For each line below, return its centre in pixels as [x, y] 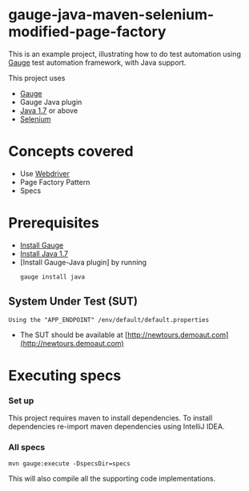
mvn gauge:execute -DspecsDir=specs [69, 464]
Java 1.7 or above [49, 111]
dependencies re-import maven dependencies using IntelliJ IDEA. [116, 427]
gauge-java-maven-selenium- [111, 15]
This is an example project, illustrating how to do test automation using [125, 54]
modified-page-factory [87, 32]
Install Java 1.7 [44, 253]
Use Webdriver [44, 173]
